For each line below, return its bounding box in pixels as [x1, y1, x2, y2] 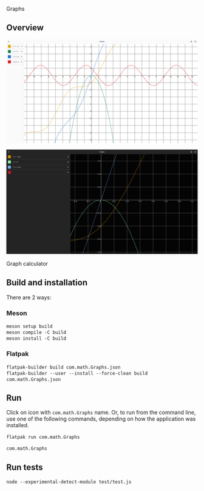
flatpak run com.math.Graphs [6, 434, 80, 441]
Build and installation [6, 277, 88, 288]
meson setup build [6, 323, 53, 330]
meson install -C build [6, 336, 67, 342]
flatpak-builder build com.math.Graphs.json [6, 364, 121, 370]
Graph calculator [6, 260, 49, 268]
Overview [6, 22, 44, 33]
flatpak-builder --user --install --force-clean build [6, 370, 148, 376]
